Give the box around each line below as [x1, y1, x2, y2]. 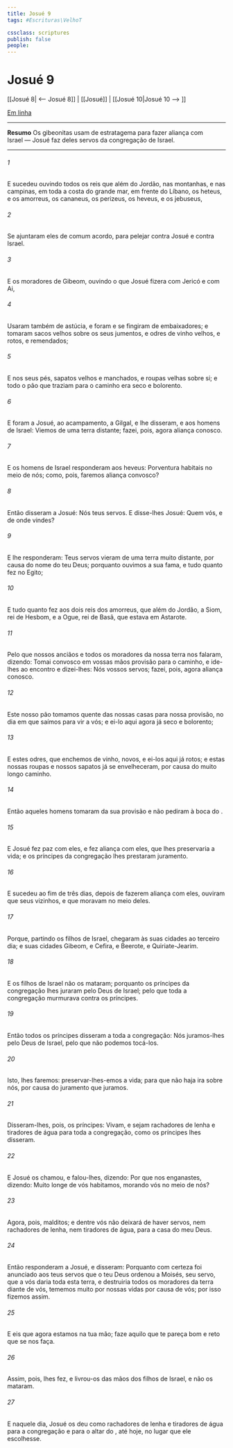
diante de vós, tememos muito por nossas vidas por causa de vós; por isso [7, 1285, 221, 1293]
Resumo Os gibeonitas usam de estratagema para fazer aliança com [7, 129, 203, 137]
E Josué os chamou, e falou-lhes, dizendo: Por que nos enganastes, [7, 1173, 202, 1182]
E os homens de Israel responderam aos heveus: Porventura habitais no [7, 464, 213, 472]
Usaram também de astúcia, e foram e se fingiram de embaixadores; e [7, 321, 209, 330]
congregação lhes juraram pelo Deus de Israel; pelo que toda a [7, 986, 187, 995]
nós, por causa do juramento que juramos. [7, 1084, 128, 1092]
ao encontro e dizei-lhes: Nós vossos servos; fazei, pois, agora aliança [20, 665, 223, 674]
